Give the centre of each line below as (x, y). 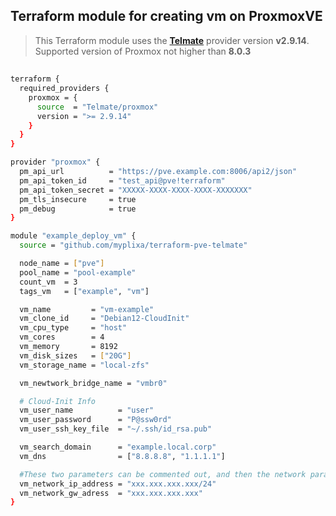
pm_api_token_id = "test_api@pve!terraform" (122, 180)
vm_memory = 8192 (68, 347)
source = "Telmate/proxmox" (97, 107)
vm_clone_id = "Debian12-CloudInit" (104, 319)
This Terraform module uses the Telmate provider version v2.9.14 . (172, 40)
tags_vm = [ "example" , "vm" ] (84, 291)
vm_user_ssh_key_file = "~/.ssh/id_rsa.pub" (116, 429)
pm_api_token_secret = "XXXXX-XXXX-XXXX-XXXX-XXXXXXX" (136, 190)
